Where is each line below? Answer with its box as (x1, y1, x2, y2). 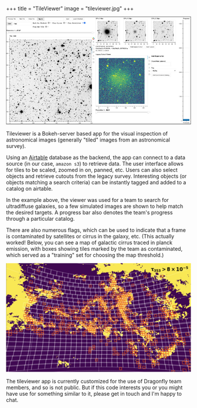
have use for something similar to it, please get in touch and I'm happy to (6, 390, 182, 397)
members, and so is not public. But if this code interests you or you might (6, 384, 183, 391)
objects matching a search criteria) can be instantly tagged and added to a (6, 178, 186, 186)
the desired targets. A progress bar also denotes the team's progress (6, 208, 173, 216)
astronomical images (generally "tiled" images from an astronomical (6, 136, 170, 143)
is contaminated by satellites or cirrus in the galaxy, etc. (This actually (6, 232, 175, 240)
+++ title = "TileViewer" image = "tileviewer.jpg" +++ (6, 5, 134, 12)
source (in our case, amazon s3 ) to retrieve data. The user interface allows (6, 160, 184, 167)
